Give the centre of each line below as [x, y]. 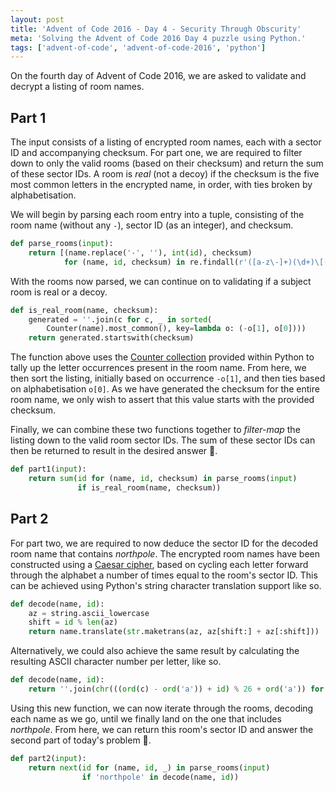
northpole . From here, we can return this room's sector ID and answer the [162, 729]
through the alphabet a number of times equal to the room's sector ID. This [164, 575]
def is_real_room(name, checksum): [84, 310]
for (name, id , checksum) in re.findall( [151, 262]
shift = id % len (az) [73, 622]
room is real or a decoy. [59, 292]
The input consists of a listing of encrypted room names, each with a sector [166, 142]
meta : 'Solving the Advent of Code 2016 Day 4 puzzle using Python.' [158, 38]
